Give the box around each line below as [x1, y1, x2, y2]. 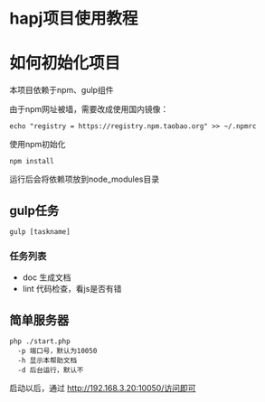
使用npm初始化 [9, 139, 66, 150]
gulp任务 [9, 202, 60, 218]
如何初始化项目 [9, 53, 121, 73]
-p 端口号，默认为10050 [17, 347, 98, 356]
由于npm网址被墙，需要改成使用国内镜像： [9, 104, 169, 115]
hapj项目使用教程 [9, 8, 138, 29]
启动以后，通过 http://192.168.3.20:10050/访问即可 [9, 383, 196, 394]
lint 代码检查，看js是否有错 [22, 284, 122, 294]
